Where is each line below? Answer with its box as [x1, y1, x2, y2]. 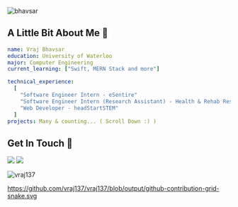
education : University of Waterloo [7, 52, 113, 59]
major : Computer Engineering [7, 59, 93, 66]
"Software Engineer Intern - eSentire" [20, 92, 138, 99]
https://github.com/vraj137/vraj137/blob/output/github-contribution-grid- [7, 184, 220, 193]
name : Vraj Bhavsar [7, 46, 65, 53]
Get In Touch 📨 [7, 137, 73, 149]
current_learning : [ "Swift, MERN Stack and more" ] [7, 66, 160, 73]
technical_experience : [7, 78, 74, 85]
